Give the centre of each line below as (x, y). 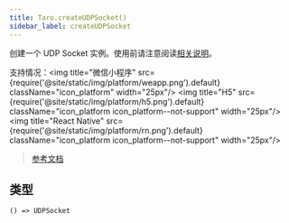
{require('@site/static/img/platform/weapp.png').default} (115, 82)
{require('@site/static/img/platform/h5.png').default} (107, 101)
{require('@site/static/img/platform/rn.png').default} (106, 130)
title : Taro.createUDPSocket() (68, 18)
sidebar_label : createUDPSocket (70, 26)
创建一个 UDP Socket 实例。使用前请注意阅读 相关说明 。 (113, 53)
